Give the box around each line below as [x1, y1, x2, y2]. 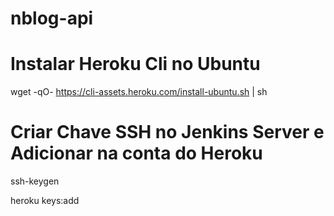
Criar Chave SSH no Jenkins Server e [10, 121, 325, 144]
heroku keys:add [10, 195, 80, 207]
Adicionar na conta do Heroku [10, 142, 263, 165]
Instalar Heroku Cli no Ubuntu [10, 53, 261, 76]
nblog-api [10, 7, 94, 30]
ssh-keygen [10, 175, 60, 187]
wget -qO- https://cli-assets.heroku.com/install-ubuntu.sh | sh [10, 86, 268, 98]
